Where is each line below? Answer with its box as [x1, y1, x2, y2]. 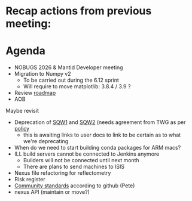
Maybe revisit [5, 107, 39, 115]
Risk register [14, 176, 45, 183]
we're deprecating [23, 138, 69, 145]
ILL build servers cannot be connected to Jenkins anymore [14, 150, 160, 157]
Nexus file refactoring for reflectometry [14, 169, 111, 177]
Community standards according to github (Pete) [14, 182, 135, 189]
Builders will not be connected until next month [23, 157, 139, 164]
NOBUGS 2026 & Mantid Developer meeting [14, 64, 123, 71]
